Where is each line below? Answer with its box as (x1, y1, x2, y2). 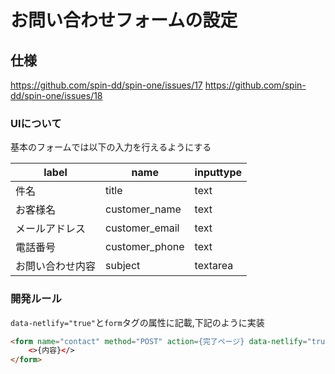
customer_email (105, 221, 180, 235)
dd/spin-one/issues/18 (10, 90, 103, 101)
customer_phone (105, 240, 185, 254)
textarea (194, 259, 234, 273)
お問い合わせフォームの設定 (10, 9, 238, 32)
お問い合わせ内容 (15, 259, 97, 273)
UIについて (10, 116, 62, 130)
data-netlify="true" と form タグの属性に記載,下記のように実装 (10, 316, 265, 328)
